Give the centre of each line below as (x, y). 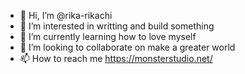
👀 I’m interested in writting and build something (117, 26)
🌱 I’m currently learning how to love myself (108, 36)
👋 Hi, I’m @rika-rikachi (66, 15)
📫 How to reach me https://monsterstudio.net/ (116, 58)
